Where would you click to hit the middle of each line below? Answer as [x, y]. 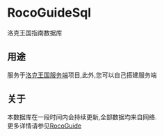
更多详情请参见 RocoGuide [44, 126]
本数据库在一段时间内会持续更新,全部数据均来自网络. [82, 117]
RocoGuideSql [49, 13]
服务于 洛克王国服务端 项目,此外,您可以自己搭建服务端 [82, 75]
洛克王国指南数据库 [35, 33]
